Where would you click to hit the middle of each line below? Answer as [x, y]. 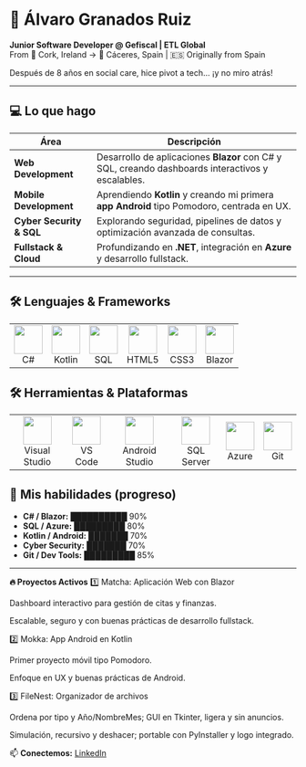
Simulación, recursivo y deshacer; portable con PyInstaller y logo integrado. [152, 735]
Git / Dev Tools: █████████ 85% [88, 555]
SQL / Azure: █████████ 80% [84, 526]
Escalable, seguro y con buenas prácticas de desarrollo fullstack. [132, 621]
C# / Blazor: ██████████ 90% [85, 517]
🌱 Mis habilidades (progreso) [93, 494]
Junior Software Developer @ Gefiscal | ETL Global [108, 45]
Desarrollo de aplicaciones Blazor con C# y [189, 157]
